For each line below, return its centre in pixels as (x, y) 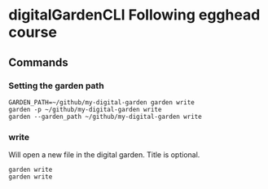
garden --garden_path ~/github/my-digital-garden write (105, 116)
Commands (39, 62)
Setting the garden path (56, 86)
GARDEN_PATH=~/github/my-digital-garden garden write (102, 102)
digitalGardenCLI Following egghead (134, 15)
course (33, 32)
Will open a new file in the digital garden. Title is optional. (104, 155)
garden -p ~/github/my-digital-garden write (85, 109)
